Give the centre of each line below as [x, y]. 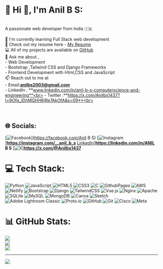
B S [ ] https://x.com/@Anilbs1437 [43, 148]
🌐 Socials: [21, 126]
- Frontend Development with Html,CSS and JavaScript [60, 72]
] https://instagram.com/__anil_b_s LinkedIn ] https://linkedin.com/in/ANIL [80, 143]
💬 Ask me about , [22, 57]
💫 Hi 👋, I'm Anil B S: [44, 10]
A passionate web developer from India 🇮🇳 [49, 28]
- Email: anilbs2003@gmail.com [38, 85]
